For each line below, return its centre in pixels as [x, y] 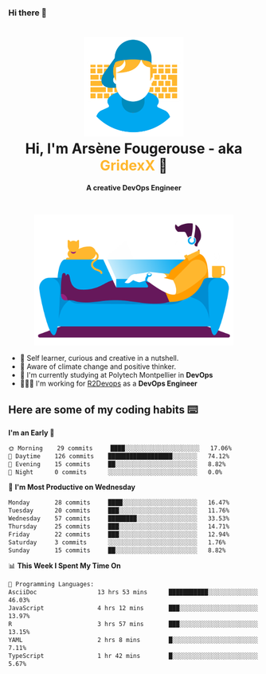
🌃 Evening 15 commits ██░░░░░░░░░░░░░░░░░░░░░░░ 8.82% [117, 464]
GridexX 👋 [134, 166]
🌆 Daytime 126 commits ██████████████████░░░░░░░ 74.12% [119, 457]
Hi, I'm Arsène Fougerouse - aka [134, 149]
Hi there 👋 [28, 13]
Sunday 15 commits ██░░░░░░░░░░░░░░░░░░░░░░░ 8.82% [117, 551]
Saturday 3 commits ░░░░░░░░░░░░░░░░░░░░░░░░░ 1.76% [117, 543]
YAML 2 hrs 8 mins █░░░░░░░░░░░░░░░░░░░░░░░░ [133, 641]
